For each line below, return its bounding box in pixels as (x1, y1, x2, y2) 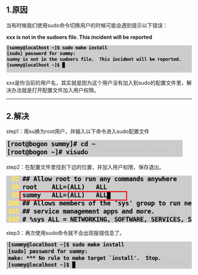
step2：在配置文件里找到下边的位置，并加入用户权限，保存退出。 (6, 164, 165, 171)
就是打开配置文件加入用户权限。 (21, 87, 99, 94)
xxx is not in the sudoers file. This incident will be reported (6, 34, 153, 41)
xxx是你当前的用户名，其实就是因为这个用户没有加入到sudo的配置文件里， (6, 79, 187, 87)
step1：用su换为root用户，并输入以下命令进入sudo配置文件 (6, 128, 150, 135)
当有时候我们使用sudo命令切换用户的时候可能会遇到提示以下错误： (6, 22, 168, 29)
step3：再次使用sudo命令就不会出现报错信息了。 (6, 230, 125, 237)
